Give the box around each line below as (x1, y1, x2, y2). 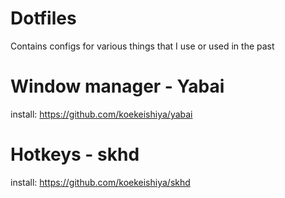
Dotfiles (10, 7, 77, 30)
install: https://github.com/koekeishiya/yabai (10, 108, 193, 120)
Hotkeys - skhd (10, 143, 140, 166)
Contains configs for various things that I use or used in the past (10, 40, 275, 52)
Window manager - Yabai (10, 75, 225, 98)
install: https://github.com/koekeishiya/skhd (10, 176, 191, 188)
